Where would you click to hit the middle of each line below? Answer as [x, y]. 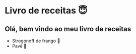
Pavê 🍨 [19, 46]
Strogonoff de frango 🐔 [36, 41]
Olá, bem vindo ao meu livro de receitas [68, 29]
